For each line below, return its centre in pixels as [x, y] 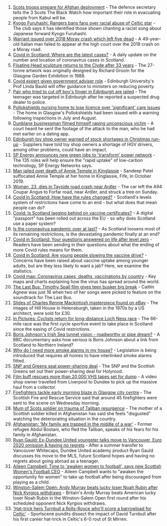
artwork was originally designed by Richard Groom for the [85, 71]
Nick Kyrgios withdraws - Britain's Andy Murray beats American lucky [84, 493]
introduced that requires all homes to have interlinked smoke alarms [82, 355]
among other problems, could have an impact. [60, 150]
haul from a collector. [35, 387]
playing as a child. [31, 482]
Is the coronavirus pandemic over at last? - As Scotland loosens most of [86, 229]
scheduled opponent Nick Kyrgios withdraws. [59, 503]
